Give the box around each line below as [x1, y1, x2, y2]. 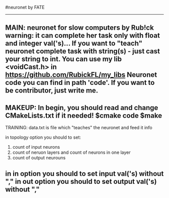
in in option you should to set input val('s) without [5, 169, 164, 178]
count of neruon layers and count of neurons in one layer [12, 149, 131, 155]
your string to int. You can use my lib [5, 55, 122, 63]
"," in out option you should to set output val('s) [5, 177, 157, 185]
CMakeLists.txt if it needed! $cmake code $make [5, 111, 162, 120]
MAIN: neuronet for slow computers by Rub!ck [5, 24, 154, 32]
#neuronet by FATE [5, 5, 45, 10]
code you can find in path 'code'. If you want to [5, 78, 155, 87]
